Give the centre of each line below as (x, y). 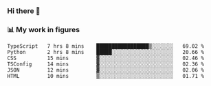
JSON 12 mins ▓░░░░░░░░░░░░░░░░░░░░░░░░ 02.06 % (106, 70)
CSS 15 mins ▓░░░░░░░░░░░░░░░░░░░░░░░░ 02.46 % (106, 58)
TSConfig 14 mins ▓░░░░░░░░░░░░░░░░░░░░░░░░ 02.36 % (106, 64)
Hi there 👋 (24, 11)
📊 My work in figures (44, 29)
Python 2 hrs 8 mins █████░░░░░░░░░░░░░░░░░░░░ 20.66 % (106, 53)
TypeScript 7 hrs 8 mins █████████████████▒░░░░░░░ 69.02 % (106, 46)
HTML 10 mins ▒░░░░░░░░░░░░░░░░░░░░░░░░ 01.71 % (106, 76)
